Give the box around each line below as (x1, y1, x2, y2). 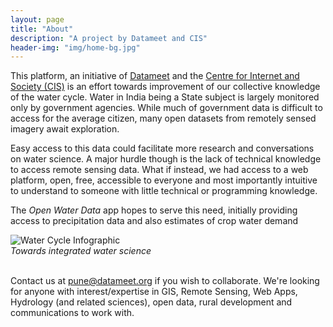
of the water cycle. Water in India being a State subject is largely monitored (10, 91, 320, 103)
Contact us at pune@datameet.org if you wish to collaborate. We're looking (10, 275, 320, 287)
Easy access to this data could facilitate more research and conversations (10, 142, 315, 155)
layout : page (10, 14, 65, 25)
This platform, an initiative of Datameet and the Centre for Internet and (10, 70, 300, 82)
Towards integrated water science (10, 245, 152, 257)
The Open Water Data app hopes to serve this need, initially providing (10, 204, 298, 216)
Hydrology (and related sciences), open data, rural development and (10, 296, 293, 308)
